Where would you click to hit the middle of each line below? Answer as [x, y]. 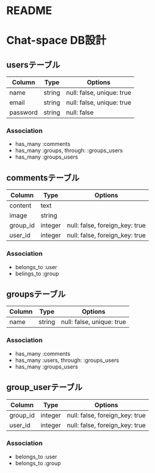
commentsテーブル [43, 178]
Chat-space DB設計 [56, 41]
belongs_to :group [38, 463]
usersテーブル [33, 65]
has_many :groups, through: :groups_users [69, 151]
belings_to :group [37, 273]
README [29, 11]
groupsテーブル [36, 294]
